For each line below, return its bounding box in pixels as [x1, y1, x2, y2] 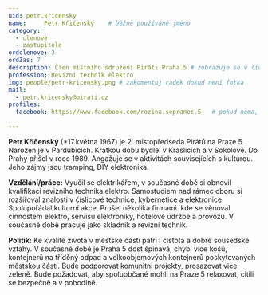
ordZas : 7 [8, 57, 41, 65]
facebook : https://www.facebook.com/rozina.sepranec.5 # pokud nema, [15, 108, 259, 116]
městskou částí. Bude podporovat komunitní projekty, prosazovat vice [8, 261, 238, 270]
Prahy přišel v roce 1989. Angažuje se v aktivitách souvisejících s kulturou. [8, 154, 254, 163]
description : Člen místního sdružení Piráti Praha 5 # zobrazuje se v [8, 64, 248, 72]
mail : [8, 85, 26, 94]
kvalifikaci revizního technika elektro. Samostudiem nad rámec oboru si [8, 187, 243, 195]
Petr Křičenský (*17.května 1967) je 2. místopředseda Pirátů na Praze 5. [8, 137, 245, 146]
